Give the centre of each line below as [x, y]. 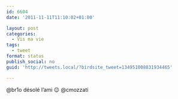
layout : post [22, 28]
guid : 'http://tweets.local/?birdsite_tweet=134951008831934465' [89, 67]
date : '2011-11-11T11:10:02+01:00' [51, 17]
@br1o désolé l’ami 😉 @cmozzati [47, 89]
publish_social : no [31, 61]
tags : [13, 45]
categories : [21, 34]
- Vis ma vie [28, 40]
